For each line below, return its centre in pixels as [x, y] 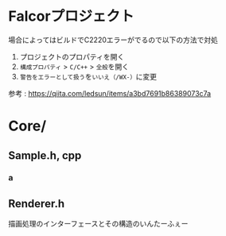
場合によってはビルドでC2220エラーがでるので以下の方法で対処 [113, 40]
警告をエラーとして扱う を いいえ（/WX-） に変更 [88, 76]
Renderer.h [37, 203]
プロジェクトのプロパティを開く [72, 56]
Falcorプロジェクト [71, 16]
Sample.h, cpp [45, 155]
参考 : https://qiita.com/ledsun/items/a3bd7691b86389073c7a [110, 93]
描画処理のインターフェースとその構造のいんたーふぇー [98, 224]
